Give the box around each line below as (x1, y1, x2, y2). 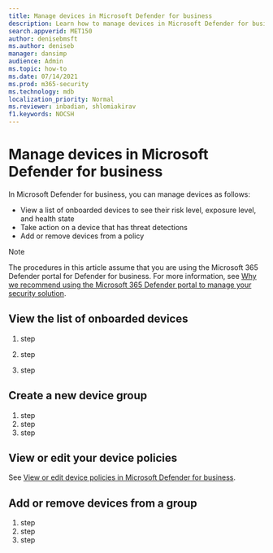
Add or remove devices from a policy (19, 231, 145, 241)
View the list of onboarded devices (8, 312, 188, 326)
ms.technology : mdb (8, 87, 75, 96)
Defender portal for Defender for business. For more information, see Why (8, 271, 258, 281)
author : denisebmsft (8, 34, 79, 43)
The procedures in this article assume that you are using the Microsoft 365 (8, 262, 258, 272)
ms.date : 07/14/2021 (8, 72, 79, 81)
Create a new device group (8, 389, 148, 403)
